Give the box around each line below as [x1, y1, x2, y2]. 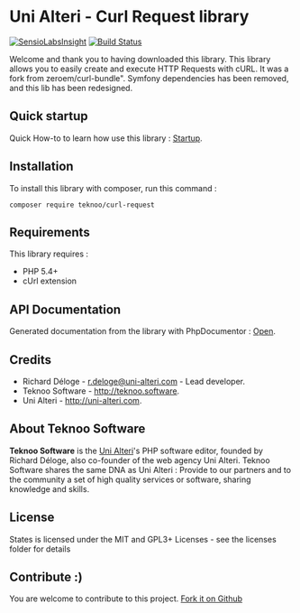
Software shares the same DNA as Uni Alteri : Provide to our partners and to [9, 464, 291, 475]
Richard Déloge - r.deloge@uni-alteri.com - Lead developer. [22, 376, 246, 386]
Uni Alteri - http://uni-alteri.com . [22, 395, 142, 405]
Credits [9, 352, 52, 367]
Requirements [9, 224, 90, 240]
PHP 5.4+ [22, 266, 59, 277]
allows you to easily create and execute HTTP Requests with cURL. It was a [9, 63, 289, 74]
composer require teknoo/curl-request [9, 200, 155, 209]
